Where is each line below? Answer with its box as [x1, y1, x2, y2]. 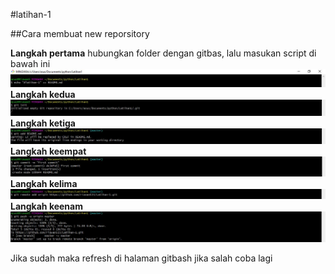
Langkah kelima [10, 177, 78, 189]
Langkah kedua [10, 88, 76, 100]
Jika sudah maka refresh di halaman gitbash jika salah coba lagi [10, 252, 273, 264]
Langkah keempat [10, 145, 87, 158]
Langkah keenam [10, 200, 83, 213]
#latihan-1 [10, 9, 52, 20]
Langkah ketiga [10, 117, 76, 129]
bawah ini [10, 58, 51, 69]
